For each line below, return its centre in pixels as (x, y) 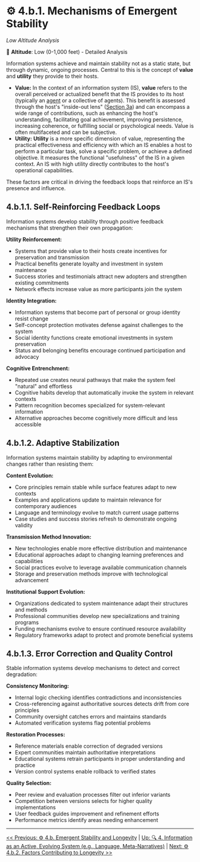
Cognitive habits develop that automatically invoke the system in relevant (104, 392)
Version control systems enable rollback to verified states (85, 772)
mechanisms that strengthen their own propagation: (70, 228)
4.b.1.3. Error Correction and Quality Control (90, 654)
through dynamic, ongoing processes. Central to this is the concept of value (100, 69)
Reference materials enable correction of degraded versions (89, 746)
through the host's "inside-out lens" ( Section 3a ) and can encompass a (102, 106)
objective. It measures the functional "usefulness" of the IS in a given (100, 157)
